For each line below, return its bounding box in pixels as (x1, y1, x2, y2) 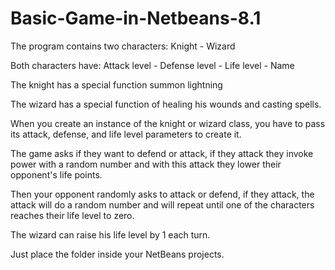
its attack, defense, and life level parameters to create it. (10, 128, 242, 140)
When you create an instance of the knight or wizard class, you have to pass (10, 117, 326, 129)
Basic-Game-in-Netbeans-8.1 (10, 7, 262, 30)
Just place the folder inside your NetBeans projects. (10, 248, 225, 260)
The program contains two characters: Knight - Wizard (10, 40, 236, 52)
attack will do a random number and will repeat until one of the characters (10, 198, 315, 211)
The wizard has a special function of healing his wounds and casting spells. (10, 98, 322, 110)
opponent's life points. (10, 168, 103, 181)
